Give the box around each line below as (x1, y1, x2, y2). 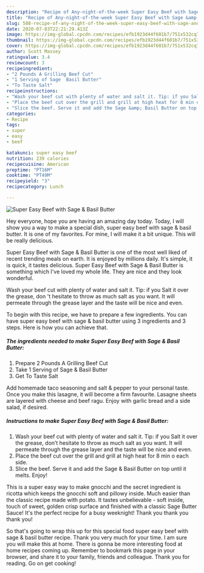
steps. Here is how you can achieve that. (6, 323, 108, 331)
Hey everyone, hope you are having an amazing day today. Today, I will (6, 217, 184, 225)
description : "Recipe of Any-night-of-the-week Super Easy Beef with (6, 9, 186, 15)
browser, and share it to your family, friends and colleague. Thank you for (6, 553, 190, 560)
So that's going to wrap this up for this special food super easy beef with (6, 527, 188, 535)
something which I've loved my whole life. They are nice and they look (6, 268, 182, 275)
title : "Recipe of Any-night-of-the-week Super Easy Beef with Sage (6, 15, 183, 21)
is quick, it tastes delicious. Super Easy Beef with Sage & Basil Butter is (6, 261, 184, 269)
